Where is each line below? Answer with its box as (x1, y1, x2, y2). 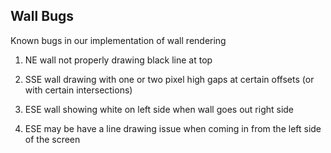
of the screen (24, 133, 81, 145)
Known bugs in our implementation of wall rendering (10, 34, 227, 46)
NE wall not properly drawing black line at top (24, 54, 213, 66)
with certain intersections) (24, 84, 133, 96)
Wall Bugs (10, 8, 75, 25)
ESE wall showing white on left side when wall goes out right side (24, 103, 295, 115)
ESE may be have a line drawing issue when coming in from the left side (24, 122, 322, 134)
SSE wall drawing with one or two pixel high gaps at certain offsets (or (24, 73, 315, 85)
